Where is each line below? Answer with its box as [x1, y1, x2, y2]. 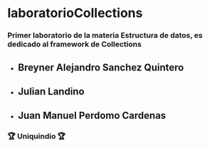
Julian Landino [17, 85, 85, 97]
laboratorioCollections [7, 5, 143, 21]
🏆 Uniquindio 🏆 [7, 132, 66, 142]
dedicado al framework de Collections [7, 39, 142, 49]
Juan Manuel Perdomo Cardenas [17, 110, 167, 122]
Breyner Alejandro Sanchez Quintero [17, 61, 184, 73]
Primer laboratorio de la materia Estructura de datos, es [7, 31, 203, 41]
